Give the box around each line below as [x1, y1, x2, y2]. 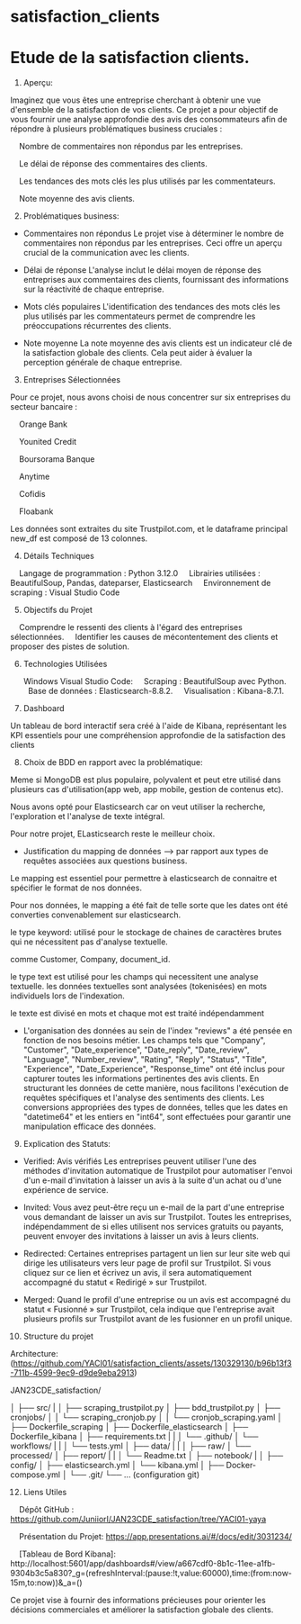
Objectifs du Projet [22, 605, 93, 616]
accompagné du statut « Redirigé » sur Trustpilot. [22, 1277, 208, 1288]
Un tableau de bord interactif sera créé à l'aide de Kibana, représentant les [10, 720, 287, 731]
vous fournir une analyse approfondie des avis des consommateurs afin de [10, 114, 288, 125]
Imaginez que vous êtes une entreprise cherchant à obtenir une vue [10, 95, 261, 105]
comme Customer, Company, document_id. [10, 954, 171, 965]
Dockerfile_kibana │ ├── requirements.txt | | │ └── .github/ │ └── [10, 1431, 259, 1442]
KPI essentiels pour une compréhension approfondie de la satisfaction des [10, 730, 286, 741]
